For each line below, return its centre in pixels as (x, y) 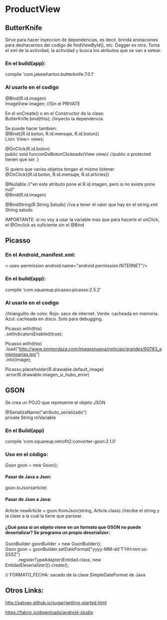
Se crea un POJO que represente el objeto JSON (55, 402)
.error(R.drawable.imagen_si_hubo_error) (47, 374)
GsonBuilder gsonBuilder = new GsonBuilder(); (53, 544)
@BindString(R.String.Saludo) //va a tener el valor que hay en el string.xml (81, 204)
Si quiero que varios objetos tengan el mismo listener (60, 169)
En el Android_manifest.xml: (40, 255)
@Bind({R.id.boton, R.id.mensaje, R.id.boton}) (52, 133)
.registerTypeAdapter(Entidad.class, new (59, 559)
